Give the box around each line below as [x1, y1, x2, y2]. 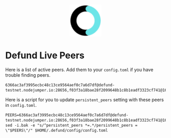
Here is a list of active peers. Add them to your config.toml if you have [5, 66, 154, 73]
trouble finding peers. [5, 72, 51, 78]
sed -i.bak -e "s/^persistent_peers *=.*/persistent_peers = [5, 123, 138, 128]
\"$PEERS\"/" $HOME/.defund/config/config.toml [5, 128, 108, 133]
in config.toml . [5, 102, 37, 108]
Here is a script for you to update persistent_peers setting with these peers [5, 97, 164, 103]
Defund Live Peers [5, 50, 85, 61]
